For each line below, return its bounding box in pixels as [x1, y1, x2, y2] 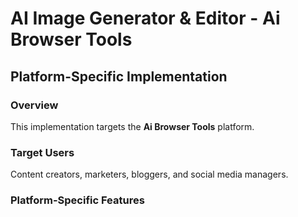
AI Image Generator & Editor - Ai [10, 7, 281, 30]
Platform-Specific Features [10, 193, 145, 207]
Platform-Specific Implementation [10, 68, 228, 85]
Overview [10, 98, 59, 112]
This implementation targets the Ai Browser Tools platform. [10, 120, 255, 132]
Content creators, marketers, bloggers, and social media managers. [10, 168, 289, 181]
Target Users [10, 145, 75, 159]
